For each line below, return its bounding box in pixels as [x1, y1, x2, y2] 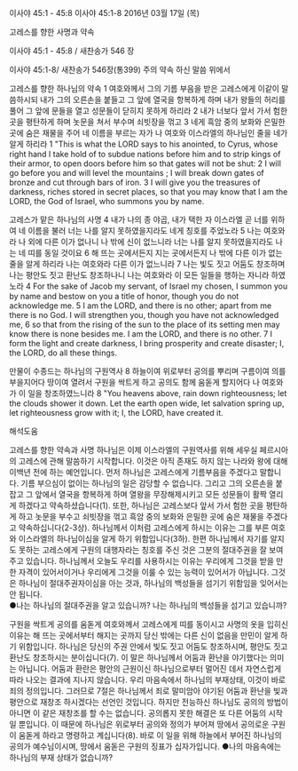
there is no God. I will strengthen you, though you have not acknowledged [9, 310, 279, 320]
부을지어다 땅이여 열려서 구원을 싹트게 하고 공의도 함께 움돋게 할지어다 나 [9, 377, 260, 387]
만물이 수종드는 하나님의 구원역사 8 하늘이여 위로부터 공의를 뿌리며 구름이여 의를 [9, 366, 286, 376]
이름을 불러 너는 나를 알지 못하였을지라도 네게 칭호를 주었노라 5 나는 [27, 226, 262, 235]
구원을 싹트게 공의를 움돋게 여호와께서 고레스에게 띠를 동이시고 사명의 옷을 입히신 [9, 619, 289, 629]
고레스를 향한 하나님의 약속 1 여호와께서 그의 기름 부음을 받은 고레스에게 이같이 [9, 83, 279, 93]
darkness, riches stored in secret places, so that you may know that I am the [9, 187, 288, 197]
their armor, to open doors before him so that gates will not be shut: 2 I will [9, 158, 282, 169]
